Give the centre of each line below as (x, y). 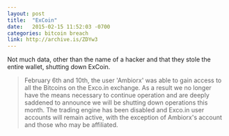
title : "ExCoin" (32, 20)
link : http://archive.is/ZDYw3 (53, 40)
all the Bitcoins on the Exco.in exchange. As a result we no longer (118, 88)
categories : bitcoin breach (48, 33)
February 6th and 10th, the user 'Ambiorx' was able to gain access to (123, 80)
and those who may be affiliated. (71, 125)
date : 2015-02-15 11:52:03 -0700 (59, 27)
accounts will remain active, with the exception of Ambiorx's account (123, 118)
